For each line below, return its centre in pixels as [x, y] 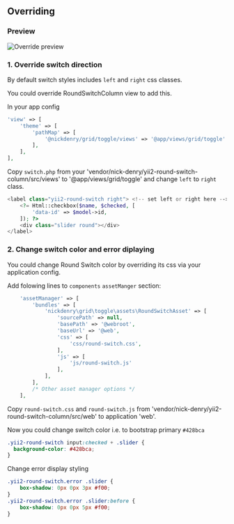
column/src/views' [34, 179]
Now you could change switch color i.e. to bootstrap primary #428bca [106, 430]
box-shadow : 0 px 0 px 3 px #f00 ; [65, 488]
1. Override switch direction [55, 64]
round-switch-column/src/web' [52, 416]
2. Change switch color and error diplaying [81, 249]
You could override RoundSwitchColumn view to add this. [90, 93]
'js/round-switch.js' [101, 363]
